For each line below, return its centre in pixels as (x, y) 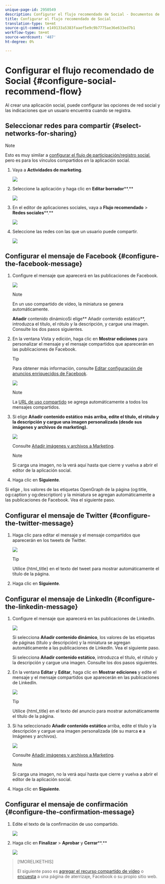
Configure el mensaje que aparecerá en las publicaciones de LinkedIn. (84, 618)
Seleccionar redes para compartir (58, 126)
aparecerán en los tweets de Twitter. (49, 540)
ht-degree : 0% (20, 42)
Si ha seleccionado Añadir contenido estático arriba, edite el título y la (84, 726)
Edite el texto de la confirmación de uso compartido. (66, 824)
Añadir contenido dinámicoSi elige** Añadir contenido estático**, (79, 319)
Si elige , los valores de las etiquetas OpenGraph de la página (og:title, (76, 490)
